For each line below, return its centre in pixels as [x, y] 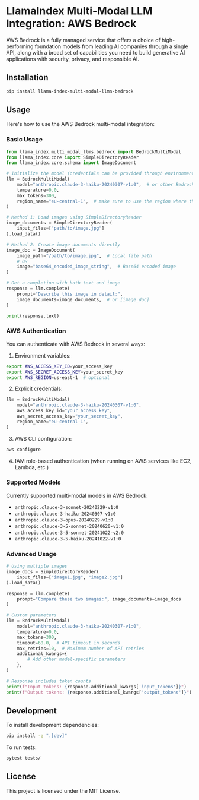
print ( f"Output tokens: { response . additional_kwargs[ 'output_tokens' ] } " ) [99, 692]
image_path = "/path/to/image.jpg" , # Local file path [84, 256]
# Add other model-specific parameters [77, 660]
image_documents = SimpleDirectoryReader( [59, 223]
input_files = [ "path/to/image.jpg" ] [61, 229]
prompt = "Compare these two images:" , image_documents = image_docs [99, 599]
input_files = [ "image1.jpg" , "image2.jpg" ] [70, 577]
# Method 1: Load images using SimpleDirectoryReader [74, 217]
